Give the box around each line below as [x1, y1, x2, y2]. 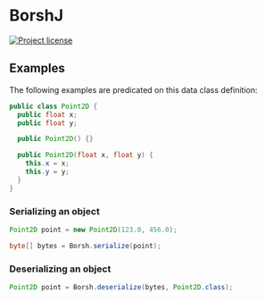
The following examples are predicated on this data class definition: [9, 84, 258, 95]
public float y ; [17, 118, 78, 128]
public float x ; [17, 110, 78, 119]
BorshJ [9, 5, 64, 26]
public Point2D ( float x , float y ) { [17, 151, 153, 160]
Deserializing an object [9, 263, 112, 275]
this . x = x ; [25, 159, 70, 168]
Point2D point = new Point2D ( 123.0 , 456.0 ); [9, 225, 178, 234]
